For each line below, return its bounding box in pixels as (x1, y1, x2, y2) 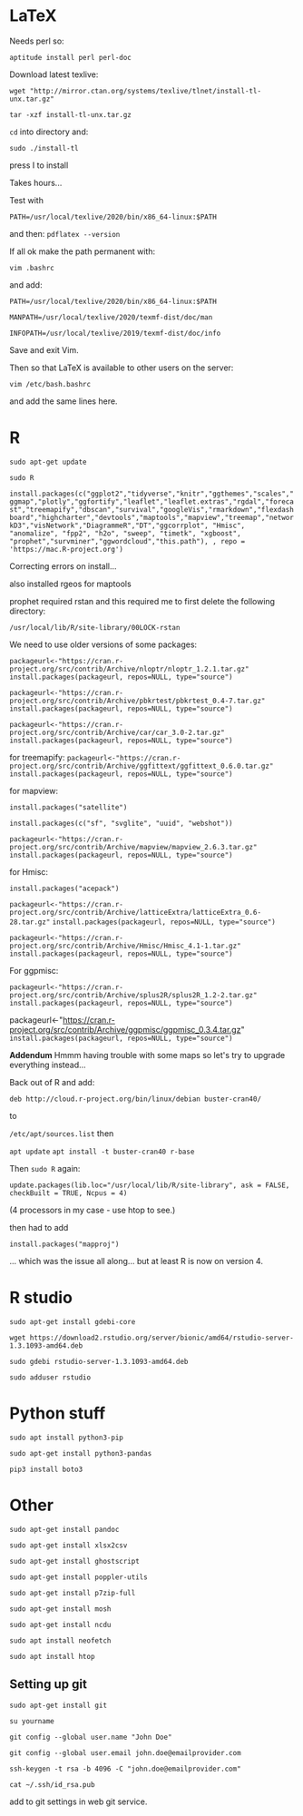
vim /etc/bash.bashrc (9, 379, 92, 388)
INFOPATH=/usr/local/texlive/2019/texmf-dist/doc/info (9, 329, 221, 338)
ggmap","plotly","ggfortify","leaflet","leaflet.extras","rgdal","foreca (9, 496, 295, 506)
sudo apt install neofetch (9, 1635, 112, 1645)
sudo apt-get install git (9, 1701, 107, 1710)
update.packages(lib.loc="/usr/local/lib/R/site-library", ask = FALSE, (9, 1181, 290, 1190)
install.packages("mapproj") (9, 1240, 120, 1249)
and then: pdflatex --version (9, 228, 121, 239)
